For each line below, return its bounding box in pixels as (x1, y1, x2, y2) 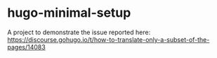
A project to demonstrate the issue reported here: (7, 28, 151, 36)
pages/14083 (7, 43, 46, 51)
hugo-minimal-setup (7, 5, 131, 21)
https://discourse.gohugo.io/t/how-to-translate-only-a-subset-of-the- (7, 35, 210, 43)
